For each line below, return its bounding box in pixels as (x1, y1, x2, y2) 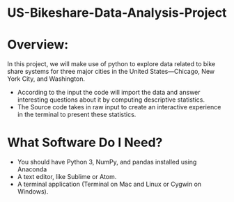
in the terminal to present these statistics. (17, 110, 136, 119)
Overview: (7, 37, 69, 53)
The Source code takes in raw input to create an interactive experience (17, 103, 221, 111)
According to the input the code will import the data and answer (17, 88, 201, 97)
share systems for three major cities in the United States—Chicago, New (7, 68, 215, 76)
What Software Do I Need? (7, 134, 163, 150)
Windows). (17, 187, 49, 196)
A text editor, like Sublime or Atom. (17, 173, 117, 181)
